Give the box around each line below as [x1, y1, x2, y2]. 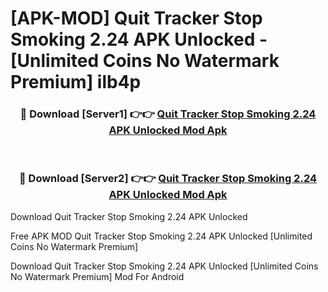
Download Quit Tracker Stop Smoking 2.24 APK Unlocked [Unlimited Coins [10, 260, 319, 272]
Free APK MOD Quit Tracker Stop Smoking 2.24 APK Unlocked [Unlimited [10, 230, 313, 242]
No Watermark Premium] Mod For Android [10, 270, 185, 282]
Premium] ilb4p [10, 71, 142, 94]
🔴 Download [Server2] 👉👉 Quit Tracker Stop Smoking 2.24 [18, 172, 318, 186]
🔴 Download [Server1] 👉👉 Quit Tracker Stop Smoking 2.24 [19, 107, 317, 121]
